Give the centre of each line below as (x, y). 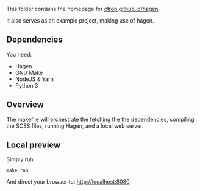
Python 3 (27, 85)
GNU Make (29, 72)
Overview (25, 105)
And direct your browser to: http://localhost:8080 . (69, 182)
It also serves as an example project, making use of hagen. (80, 20)
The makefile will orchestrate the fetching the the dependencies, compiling (100, 119)
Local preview (34, 145)
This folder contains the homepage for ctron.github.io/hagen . (83, 9)
